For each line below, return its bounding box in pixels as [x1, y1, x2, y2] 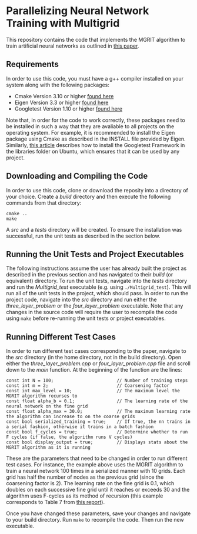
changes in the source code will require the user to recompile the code [6, 309, 178, 316]
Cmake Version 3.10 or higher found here [14, 92, 114, 99]
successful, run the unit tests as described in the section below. [6, 232, 161, 239]
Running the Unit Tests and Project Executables [6, 249, 184, 259]
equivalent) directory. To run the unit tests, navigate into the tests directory [6, 278, 188, 285]
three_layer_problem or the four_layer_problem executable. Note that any [6, 302, 183, 309]
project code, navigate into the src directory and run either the [6, 296, 157, 303]
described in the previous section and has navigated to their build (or [6, 271, 173, 278]
